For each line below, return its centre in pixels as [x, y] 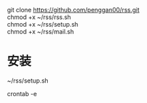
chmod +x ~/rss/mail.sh [40, 31]
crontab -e [22, 93]
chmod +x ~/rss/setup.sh [43, 24]
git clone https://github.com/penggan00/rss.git [73, 10]
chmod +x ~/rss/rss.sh [39, 17]
